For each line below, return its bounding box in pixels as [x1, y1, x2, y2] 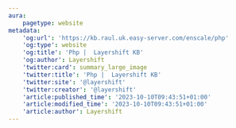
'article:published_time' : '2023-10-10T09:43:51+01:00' [22, 93, 212, 101]
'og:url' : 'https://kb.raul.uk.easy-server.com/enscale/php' [22, 33, 229, 42]
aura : [8, 11, 26, 20]
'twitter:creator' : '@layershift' [22, 85, 137, 94]
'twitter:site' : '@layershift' [22, 78, 126, 86]
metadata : [8, 26, 41, 34]
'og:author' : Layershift [22, 56, 105, 64]
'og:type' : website [22, 41, 87, 49]
